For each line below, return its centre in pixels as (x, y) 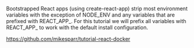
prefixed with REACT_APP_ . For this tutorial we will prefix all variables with (96, 21)
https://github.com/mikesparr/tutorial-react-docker (68, 39)
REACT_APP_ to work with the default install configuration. (77, 27)
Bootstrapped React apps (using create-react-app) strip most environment (97, 9)
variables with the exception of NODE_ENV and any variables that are (91, 15)
